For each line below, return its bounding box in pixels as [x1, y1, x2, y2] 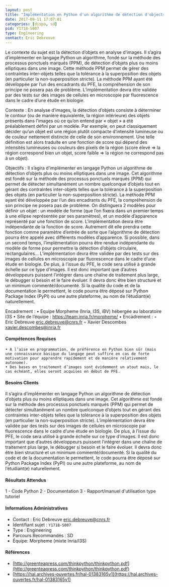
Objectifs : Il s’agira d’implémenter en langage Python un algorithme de [5, 164, 152, 171]
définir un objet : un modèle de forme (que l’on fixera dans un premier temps [5, 207, 163, 214]
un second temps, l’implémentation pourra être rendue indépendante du [5, 239, 155, 245]
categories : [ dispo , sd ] [5, 21, 57, 27]
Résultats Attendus [5, 477, 46, 483]
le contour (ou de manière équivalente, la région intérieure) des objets [5, 112, 150, 118]
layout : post [5, 7, 33, 13]
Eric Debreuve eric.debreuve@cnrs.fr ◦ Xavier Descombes [5, 319, 127, 325]
